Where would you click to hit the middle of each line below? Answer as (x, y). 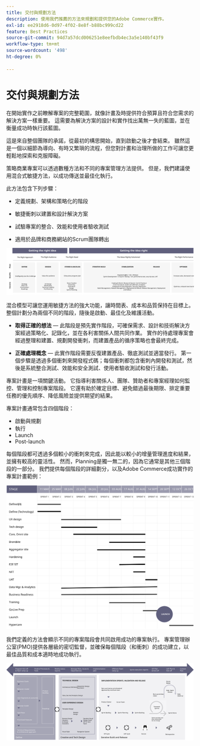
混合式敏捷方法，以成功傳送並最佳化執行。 (63, 176)
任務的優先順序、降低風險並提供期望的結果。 (61, 395)
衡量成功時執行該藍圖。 (35, 128)
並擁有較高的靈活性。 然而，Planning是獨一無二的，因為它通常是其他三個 (96, 461)
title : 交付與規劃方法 (31, 13)
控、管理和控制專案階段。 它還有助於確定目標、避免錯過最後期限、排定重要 (98, 388)
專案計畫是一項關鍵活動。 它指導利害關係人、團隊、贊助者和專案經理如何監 (98, 380)
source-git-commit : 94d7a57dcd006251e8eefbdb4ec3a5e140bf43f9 (85, 38)
